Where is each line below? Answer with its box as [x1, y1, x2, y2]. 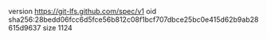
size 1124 [42, 23, 73, 32]
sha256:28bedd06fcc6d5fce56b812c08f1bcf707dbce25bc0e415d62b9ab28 [8, 15, 259, 24]
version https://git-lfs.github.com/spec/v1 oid [8, 7, 157, 16]
